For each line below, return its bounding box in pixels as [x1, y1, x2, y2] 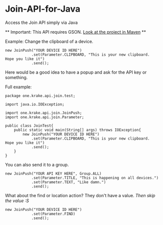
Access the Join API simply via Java [5, 20, 78, 25]
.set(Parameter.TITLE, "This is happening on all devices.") [31, 175, 159, 180]
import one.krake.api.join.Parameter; [5, 115, 84, 120]
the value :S [5, 198, 29, 204]
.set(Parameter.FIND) [31, 211, 76, 216]
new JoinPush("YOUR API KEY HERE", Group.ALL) [5, 171, 102, 176]
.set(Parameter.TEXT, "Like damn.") [31, 180, 106, 184]
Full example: [5, 84, 32, 90]
